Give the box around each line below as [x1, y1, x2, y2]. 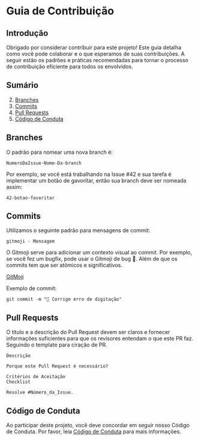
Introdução [6, 28, 49, 38]
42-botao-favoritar [6, 194, 55, 201]
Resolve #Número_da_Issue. [6, 390, 74, 396]
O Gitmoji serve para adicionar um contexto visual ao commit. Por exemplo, [6, 249, 192, 256]
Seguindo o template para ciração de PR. [6, 341, 108, 348]
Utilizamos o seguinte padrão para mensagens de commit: [6, 227, 150, 234]
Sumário [6, 80, 39, 90]
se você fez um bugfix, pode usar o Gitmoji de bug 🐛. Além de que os [6, 256, 178, 263]
